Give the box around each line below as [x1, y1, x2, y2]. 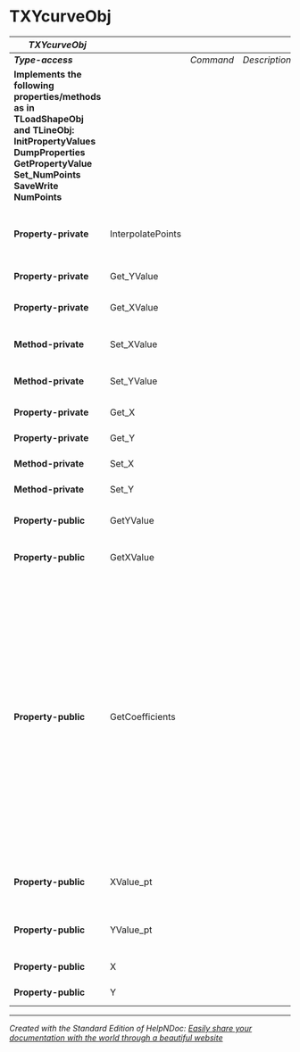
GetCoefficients [110, 710, 176, 723]
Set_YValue [110, 375, 158, 387]
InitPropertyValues [13, 135, 96, 147]
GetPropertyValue [13, 157, 93, 170]
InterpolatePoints [110, 228, 181, 240]
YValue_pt [110, 924, 153, 936]
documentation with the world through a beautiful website [9, 1032, 223, 1043]
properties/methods [13, 90, 102, 103]
